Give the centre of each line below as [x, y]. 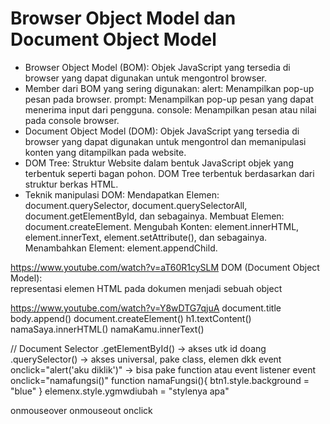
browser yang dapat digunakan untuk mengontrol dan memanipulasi [165, 141]
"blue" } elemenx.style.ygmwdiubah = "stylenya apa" [120, 391]
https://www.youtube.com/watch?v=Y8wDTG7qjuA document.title [146, 308]
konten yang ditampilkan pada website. [105, 152]
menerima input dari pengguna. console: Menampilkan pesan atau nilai [170, 109]
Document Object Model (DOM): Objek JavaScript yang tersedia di [162, 131]
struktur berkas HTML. [71, 184]
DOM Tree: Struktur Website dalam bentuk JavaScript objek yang [159, 163]
